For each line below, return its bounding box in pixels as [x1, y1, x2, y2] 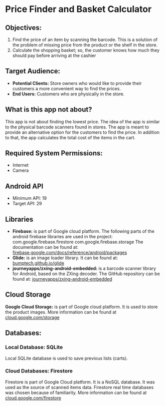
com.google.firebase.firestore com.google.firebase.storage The [12, 239, 144, 245]
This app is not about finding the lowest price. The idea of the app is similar [5, 118, 160, 124]
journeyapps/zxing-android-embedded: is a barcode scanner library [12, 266, 156, 272]
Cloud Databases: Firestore [5, 368, 73, 375]
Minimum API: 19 [12, 195, 47, 201]
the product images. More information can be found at [5, 309, 117, 315]
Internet [12, 162, 29, 168]
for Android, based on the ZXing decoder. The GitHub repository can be [12, 271, 161, 277]
